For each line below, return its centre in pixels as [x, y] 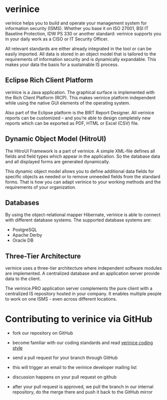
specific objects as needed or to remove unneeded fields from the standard [83, 176]
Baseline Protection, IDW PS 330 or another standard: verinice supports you [83, 33]
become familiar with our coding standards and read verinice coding [83, 343]
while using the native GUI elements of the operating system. [68, 103]
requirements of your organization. [41, 187]
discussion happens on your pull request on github [65, 377]
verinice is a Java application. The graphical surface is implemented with [80, 92]
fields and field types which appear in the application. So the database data [83, 156]
